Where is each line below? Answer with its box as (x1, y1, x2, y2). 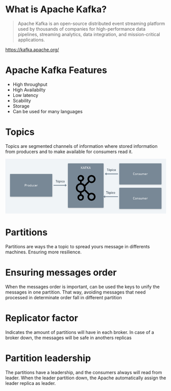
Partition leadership (5, 353, 91, 364)
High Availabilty (12, 87, 46, 93)
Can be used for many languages (12, 108, 83, 114)
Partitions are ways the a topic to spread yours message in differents (5, 244, 150, 250)
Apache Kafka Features (5, 65, 107, 76)
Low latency (12, 92, 38, 98)
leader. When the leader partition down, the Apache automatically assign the (5, 375, 166, 381)
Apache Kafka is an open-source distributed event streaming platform (17, 20, 165, 27)
